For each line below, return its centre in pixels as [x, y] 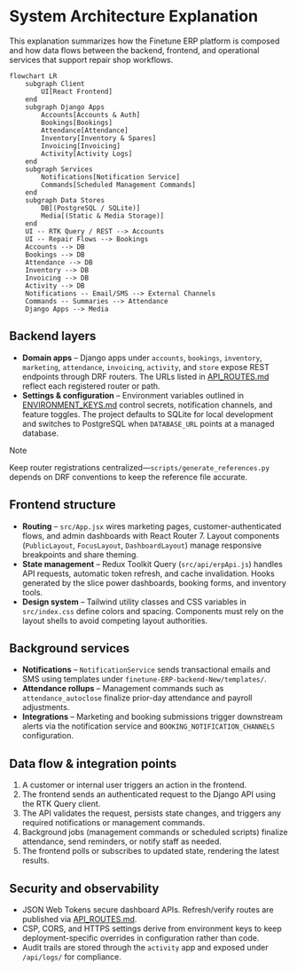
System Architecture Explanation [134, 16]
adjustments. [46, 707]
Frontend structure [63, 505]
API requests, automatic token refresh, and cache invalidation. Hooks [148, 573]
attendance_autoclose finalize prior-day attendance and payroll [137, 698]
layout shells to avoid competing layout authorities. [115, 620]
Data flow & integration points [93, 764]
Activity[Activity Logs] [87, 154]
